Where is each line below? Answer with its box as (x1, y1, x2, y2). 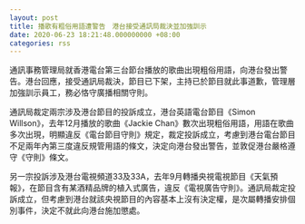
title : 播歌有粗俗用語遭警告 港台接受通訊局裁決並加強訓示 (9, 22, 207, 31)
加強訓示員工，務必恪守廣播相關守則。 (9, 87, 152, 98)
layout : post (9, 13, 59, 23)
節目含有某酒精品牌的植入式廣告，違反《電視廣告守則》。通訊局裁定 (36, 182, 288, 193)
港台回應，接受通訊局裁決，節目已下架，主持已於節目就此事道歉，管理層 (25, 76, 296, 87)
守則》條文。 (25, 151, 74, 163)
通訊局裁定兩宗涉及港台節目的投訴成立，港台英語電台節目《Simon (9, 106, 256, 118)
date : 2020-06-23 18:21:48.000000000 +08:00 (9, 30, 181, 39)
